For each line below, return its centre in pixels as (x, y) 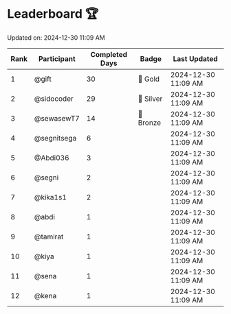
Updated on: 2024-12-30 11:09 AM (56, 37)
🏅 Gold (149, 79)
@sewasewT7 (57, 118)
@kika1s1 (51, 197)
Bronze (150, 123)
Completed (109, 54)
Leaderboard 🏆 (53, 14)
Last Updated (195, 58)
